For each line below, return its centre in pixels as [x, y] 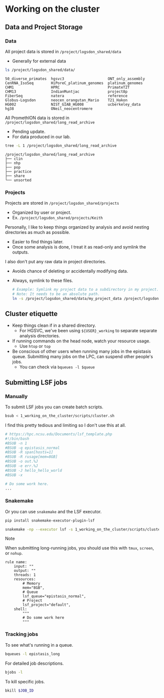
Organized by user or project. [42, 212]
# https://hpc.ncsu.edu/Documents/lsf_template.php [59, 434]
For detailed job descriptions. [34, 663]
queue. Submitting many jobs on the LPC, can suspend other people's [82, 357]
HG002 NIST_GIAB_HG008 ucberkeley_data [73, 104]
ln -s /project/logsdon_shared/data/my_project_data [67, 298]
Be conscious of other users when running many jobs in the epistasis [82, 351]
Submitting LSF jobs [36, 382]
